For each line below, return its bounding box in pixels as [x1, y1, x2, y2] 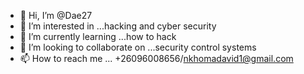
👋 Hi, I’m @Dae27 [19, 10, 93, 21]
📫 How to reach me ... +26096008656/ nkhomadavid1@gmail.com [19, 53, 294, 64]
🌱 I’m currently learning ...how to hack [19, 31, 177, 42]
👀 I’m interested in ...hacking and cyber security [19, 20, 217, 32]
